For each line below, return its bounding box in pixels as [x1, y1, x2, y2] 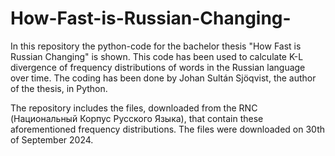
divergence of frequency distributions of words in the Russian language [10, 61, 306, 73]
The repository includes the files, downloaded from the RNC [10, 102, 258, 114]
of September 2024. [10, 133, 94, 146]
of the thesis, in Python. [10, 82, 108, 94]
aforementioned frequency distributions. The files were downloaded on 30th [10, 123, 325, 135]
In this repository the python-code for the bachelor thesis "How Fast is [10, 40, 302, 52]
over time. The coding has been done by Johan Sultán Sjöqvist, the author [10, 72, 317, 84]
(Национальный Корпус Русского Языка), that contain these [10, 112, 264, 124]
